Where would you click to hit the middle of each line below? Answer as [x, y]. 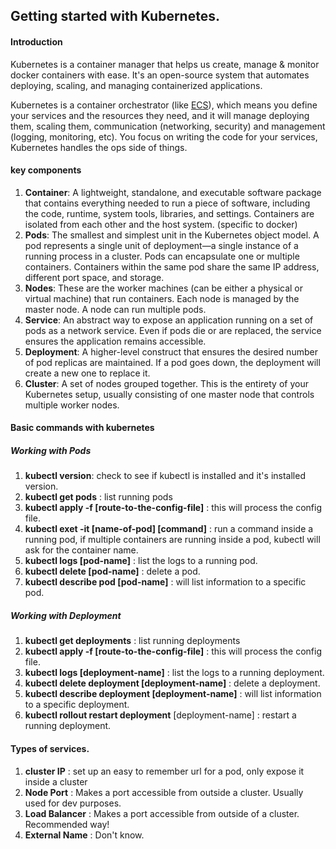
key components [46, 170]
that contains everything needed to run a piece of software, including [167, 203]
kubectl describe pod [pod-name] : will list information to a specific [165, 582]
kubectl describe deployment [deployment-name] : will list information [173, 694]
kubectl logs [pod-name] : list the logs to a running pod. [141, 561]
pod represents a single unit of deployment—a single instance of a [161, 245]
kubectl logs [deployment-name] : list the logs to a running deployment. [174, 673]
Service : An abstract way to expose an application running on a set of [169, 320]
